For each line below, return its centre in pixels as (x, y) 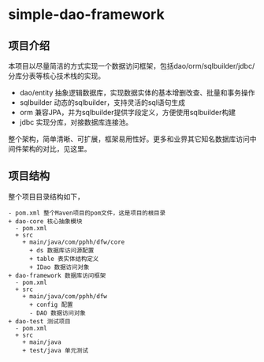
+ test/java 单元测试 (56, 350)
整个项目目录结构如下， (46, 196)
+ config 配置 (51, 304)
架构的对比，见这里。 (56, 149)
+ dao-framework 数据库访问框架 (57, 275)
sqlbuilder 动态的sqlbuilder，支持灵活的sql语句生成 (102, 103)
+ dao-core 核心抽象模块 (45, 221)
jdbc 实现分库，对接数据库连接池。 (76, 122)
